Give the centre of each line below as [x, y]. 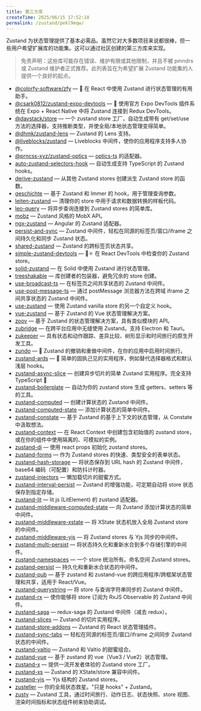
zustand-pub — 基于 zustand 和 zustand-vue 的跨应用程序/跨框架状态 [101, 575]
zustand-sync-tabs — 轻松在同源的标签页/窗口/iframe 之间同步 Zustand [103, 635]
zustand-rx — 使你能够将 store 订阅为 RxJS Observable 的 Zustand [98, 597]
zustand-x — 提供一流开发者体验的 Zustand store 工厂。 [84, 665]
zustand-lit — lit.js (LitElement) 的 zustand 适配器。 [78, 500]
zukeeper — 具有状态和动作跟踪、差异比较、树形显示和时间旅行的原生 [101, 336]
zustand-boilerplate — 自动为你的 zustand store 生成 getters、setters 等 [104, 387]
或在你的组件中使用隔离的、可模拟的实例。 [67, 440]
